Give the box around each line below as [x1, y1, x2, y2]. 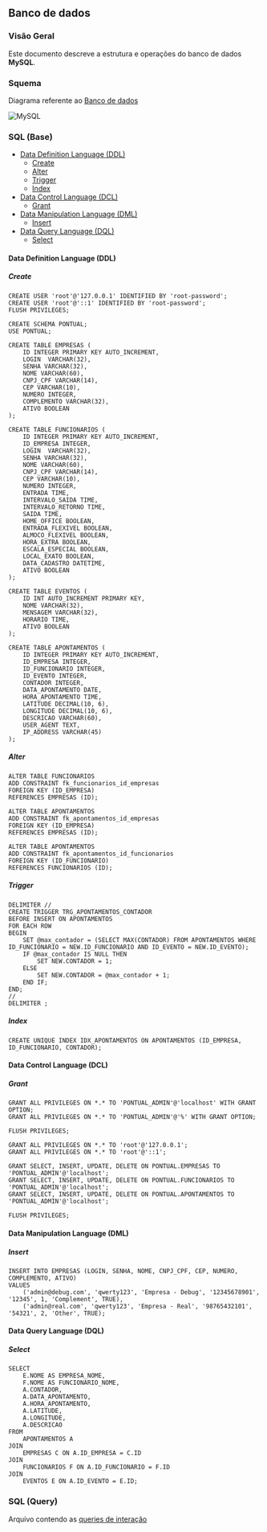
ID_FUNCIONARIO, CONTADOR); [8, 1043, 103, 1051]
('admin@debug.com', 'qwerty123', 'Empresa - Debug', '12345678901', [22, 1288, 261, 1296]
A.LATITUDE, [22, 1407, 63, 1415]
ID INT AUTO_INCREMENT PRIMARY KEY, [22, 594, 146, 602]
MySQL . [8, 57, 36, 67]
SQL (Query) [8, 1496, 59, 1507]
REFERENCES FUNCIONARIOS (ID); [8, 863, 113, 871]
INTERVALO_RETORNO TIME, [22, 502, 106, 511]
